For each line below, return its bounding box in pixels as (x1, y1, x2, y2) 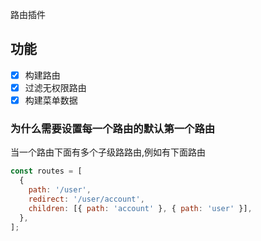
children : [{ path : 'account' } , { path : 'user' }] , (28, 203, 253, 213)
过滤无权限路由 (24, 81, 87, 93)
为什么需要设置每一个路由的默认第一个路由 (10, 121, 216, 135)
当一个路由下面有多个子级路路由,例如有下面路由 (10, 146, 207, 158)
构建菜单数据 (24, 94, 78, 106)
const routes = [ (10, 166, 83, 177)
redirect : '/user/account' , (28, 194, 145, 204)
